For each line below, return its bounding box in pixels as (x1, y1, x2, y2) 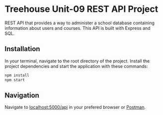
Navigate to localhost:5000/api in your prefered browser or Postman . (4, 104, 146, 110)
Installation (4, 45, 40, 53)
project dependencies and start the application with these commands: (4, 63, 148, 69)
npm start (4, 77, 25, 82)
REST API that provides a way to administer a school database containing (4, 20, 155, 26)
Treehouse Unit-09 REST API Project (4, 3, 159, 15)
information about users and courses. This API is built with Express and (4, 25, 151, 31)
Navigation (4, 91, 39, 100)
